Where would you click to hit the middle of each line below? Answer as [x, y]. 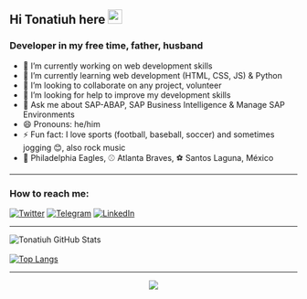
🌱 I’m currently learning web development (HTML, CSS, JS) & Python [153, 75]
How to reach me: [49, 193]
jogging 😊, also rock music [74, 147]
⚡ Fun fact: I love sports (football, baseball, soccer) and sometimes [148, 134]
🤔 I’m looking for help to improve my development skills [127, 95]
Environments [48, 114]
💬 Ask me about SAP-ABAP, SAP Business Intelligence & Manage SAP [154, 104]
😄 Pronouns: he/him [61, 123]
